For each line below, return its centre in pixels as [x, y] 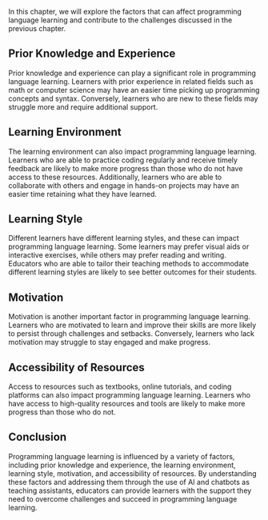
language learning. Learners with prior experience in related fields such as [131, 81]
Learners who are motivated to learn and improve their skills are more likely [132, 325]
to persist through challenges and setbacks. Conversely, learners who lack [131, 334]
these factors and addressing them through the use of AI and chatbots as [129, 482]
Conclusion [38, 437]
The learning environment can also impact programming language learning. [133, 151]
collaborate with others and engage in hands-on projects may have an [124, 185]
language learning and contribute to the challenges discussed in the [120, 20]
